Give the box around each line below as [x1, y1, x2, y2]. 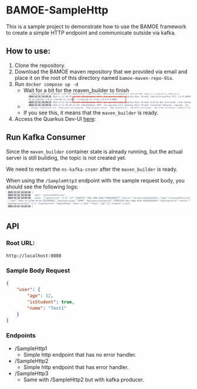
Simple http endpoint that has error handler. [23, 363, 129, 370]
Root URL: [6, 239, 35, 247]
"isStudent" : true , [27, 299, 75, 305]
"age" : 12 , [27, 293, 54, 299]
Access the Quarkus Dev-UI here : [14, 115, 96, 122]
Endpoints [6, 332, 36, 340]
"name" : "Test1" [27, 305, 67, 311]
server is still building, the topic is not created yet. [6, 154, 127, 161]
